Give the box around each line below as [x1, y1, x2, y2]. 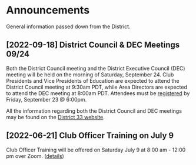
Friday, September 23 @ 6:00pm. [6, 96, 87, 103]
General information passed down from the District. [6, 23, 131, 30]
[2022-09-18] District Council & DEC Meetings [6, 40, 180, 50]
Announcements [6, 4, 90, 17]
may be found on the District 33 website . [6, 113, 105, 120]
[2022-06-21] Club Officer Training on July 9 [6, 130, 174, 141]
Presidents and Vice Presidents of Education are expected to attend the [6, 77, 180, 84]
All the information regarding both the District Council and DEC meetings [6, 107, 182, 115]
